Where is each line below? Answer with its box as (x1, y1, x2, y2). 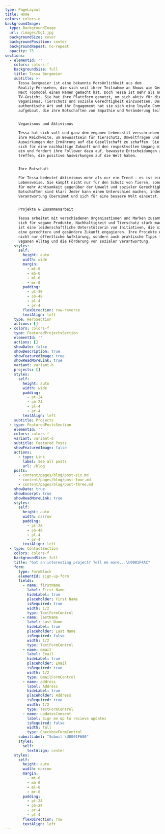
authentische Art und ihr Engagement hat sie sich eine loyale (18, 104, 151, 109)
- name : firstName (23, 583, 60, 588)
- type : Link (18, 455, 45, 459)
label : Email (27, 652, 54, 657)
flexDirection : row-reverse (23, 307, 80, 312)
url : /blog (23, 463, 45, 469)
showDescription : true (14, 349, 60, 354)
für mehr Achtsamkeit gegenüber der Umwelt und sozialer (18, 185, 137, 190)
